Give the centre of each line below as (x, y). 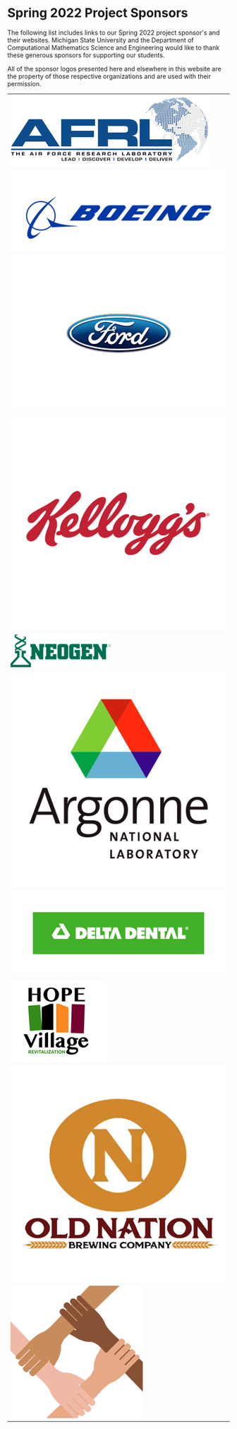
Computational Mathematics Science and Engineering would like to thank (114, 47)
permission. (24, 83)
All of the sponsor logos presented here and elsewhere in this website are (114, 69)
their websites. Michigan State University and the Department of (101, 40)
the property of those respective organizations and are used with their (109, 76)
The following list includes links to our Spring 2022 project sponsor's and (114, 32)
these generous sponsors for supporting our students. (86, 55)
